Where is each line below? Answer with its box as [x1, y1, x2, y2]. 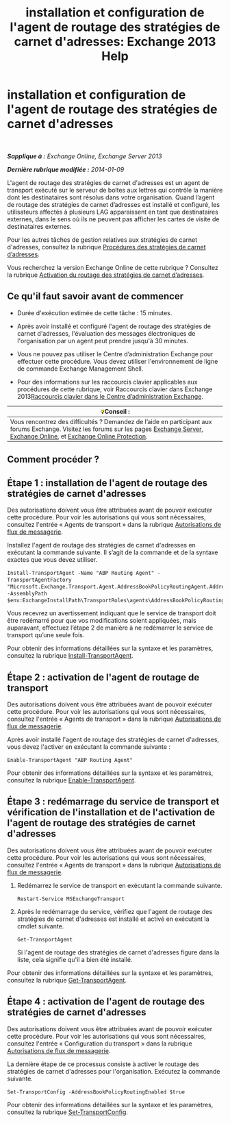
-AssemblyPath [7, 591, 48, 597]
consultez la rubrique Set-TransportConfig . [7, 1108, 129, 1116]
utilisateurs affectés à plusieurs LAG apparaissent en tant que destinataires [7, 208, 219, 216]
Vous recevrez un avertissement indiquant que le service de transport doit [7, 609, 217, 617]
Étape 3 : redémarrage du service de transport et [7, 796, 220, 808]
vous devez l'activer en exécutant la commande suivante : [7, 743, 171, 751]
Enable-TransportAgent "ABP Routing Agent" [7, 757, 133, 764]
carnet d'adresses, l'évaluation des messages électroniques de [16, 329, 196, 337]
